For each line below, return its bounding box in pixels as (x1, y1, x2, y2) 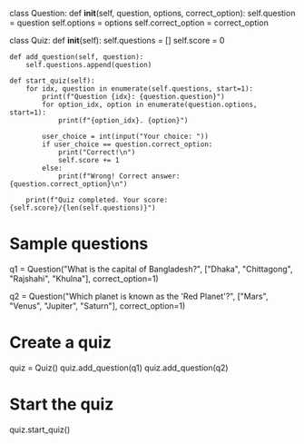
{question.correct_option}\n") (9, 180, 128, 189)
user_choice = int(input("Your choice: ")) (42, 132, 209, 141)
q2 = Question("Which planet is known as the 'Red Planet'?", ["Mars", (9, 291, 269, 301)
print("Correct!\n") (57, 148, 136, 157)
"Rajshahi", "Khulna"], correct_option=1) (9, 272, 159, 284)
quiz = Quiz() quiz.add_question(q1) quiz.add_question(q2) (9, 362, 229, 373)
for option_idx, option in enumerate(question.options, (42, 100, 258, 109)
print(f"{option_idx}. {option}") (57, 116, 189, 125)
